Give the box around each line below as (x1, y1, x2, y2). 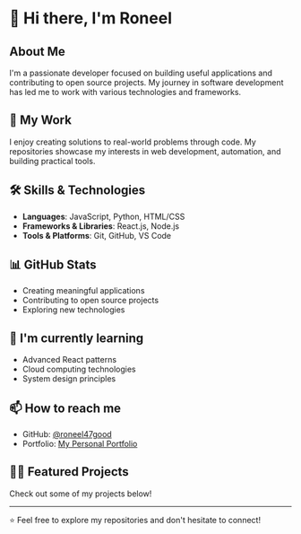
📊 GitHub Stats (9, 258, 97, 273)
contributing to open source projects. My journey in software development (9, 77, 284, 88)
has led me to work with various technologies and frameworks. (9, 87, 242, 97)
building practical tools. (9, 155, 96, 166)
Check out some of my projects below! (9, 488, 152, 499)
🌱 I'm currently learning (9, 330, 144, 346)
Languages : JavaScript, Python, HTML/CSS (21, 211, 185, 222)
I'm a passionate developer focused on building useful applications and (9, 67, 273, 78)
